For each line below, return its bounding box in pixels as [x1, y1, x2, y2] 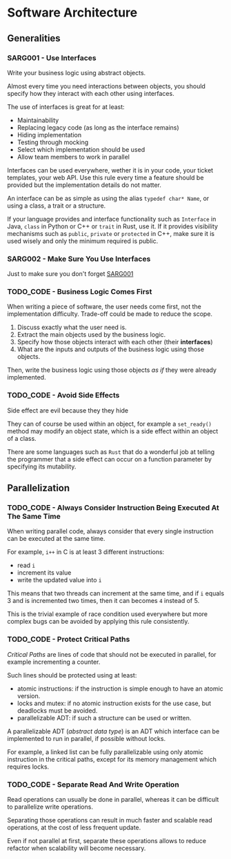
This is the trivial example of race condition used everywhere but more [7, 610, 208, 618]
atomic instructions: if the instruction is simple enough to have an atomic [17, 684, 224, 693]
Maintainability [17, 116, 59, 124]
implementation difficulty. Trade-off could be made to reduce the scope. [7, 310, 212, 318]
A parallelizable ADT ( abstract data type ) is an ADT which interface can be [7, 727, 220, 735]
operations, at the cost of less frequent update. [7, 823, 141, 832]
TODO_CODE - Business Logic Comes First [7, 287, 152, 297]
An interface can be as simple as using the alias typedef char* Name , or [7, 194, 210, 202]
